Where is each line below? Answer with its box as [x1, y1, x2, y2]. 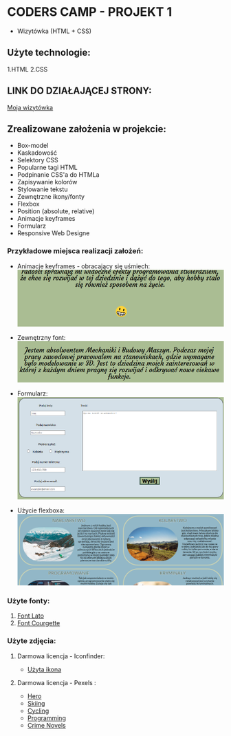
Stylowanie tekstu [16, 185, 68, 193]
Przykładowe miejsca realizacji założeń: [7, 246, 144, 256]
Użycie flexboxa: [16, 506, 65, 515]
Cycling [27, 706, 49, 715]
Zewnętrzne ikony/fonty [16, 193, 85, 201]
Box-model [16, 142, 49, 150]
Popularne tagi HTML [16, 163, 78, 172]
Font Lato [16, 611, 45, 620]
